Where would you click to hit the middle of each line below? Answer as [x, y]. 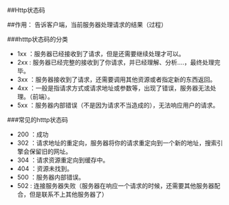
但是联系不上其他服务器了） [68, 194]
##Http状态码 [26, 10]
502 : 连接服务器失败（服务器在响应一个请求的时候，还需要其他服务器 [116, 186]
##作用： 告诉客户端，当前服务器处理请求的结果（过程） [87, 25]
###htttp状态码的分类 [38, 39]
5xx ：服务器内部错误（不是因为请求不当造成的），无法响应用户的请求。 [118, 105]
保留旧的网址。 [51, 152]
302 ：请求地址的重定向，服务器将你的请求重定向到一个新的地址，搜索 [117, 143]
